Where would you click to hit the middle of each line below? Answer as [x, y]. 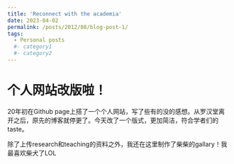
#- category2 [33, 54]
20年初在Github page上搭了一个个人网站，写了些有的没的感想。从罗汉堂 [113, 111]
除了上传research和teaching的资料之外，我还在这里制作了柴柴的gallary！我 [117, 144]
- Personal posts [39, 40]
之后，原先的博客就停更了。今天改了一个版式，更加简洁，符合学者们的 [116, 120]
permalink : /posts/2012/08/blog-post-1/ [68, 27]
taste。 [18, 129]
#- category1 [33, 47]
